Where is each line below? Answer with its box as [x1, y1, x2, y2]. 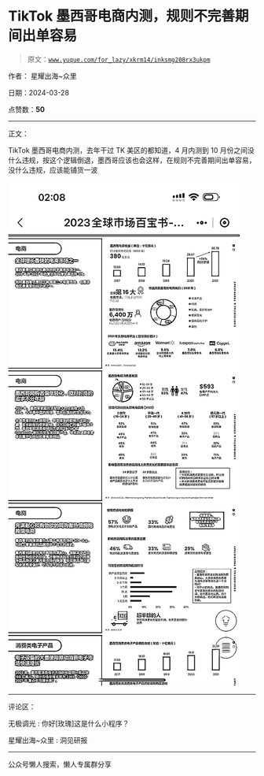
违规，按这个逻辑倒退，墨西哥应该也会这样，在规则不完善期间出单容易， [21, 155, 256, 165]
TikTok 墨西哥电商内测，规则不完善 [8, 7, 236, 25]
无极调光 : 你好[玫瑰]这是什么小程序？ [8, 718, 130, 728]
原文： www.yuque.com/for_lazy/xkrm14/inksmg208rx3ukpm [27, 54, 211, 64]
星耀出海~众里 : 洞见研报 [8, 735, 88, 744]
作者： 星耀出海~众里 [8, 71, 77, 80]
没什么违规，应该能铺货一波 [8, 165, 98, 174]
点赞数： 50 [8, 104, 46, 114]
